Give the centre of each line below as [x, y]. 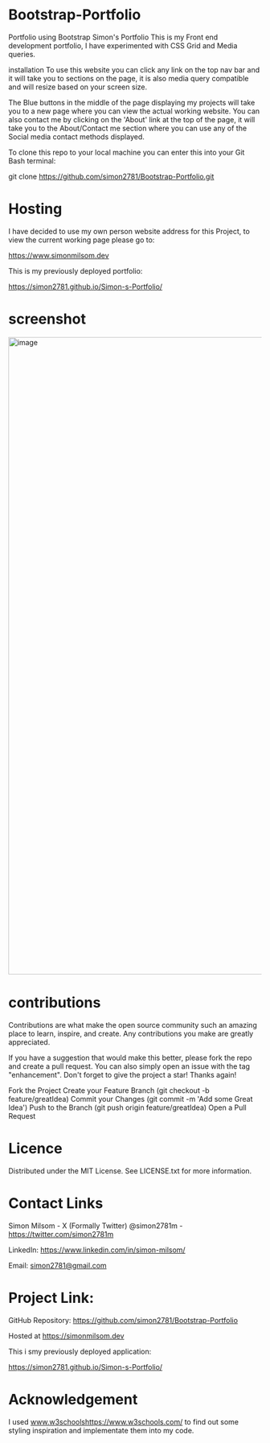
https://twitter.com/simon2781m [61, 1234]
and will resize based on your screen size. [78, 87]
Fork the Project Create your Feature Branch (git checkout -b [109, 1090]
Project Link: [51, 1298]
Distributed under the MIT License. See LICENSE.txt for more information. [130, 1171]
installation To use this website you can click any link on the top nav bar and [134, 69]
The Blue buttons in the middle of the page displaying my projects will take [132, 102]
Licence [35, 1148]
